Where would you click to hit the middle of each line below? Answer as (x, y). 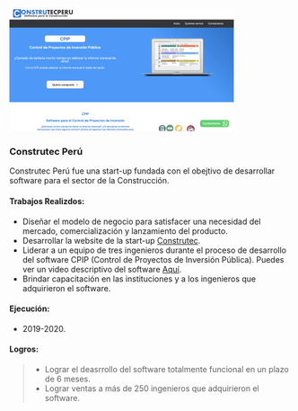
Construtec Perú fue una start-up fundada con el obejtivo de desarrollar (142, 171)
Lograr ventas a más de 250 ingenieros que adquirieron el (152, 388)
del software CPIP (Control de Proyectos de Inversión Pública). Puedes (153, 259)
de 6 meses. (68, 379)
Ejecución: (30, 308)
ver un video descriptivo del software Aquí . (102, 269)
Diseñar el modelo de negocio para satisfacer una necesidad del (141, 221)
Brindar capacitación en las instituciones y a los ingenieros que (139, 279)
